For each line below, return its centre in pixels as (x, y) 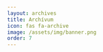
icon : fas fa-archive (38, 26)
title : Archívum (30, 20)
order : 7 (20, 38)
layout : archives (32, 13)
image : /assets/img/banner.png (52, 32)
